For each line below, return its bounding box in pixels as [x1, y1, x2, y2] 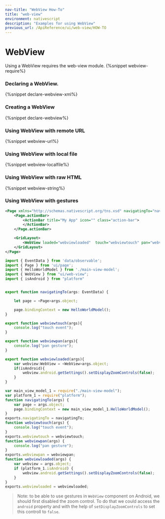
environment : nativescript [5, 16, 60, 21]
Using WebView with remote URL [5, 127, 85, 134]
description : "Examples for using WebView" [5, 21, 96, 26]
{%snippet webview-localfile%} [5, 162, 70, 167]
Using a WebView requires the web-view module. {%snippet [5, 63, 127, 69]
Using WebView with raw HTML [5, 174, 82, 181]
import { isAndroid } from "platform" [5, 276, 84, 281]
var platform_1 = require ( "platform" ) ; [5, 393, 87, 398]
